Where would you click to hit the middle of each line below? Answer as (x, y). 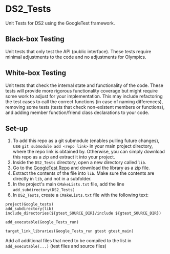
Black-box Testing (35, 39)
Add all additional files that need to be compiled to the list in (68, 241)
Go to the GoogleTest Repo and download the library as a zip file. (81, 168)
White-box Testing (36, 73)
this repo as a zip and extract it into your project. (64, 157)
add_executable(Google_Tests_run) (42, 222)
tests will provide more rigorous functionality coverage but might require (82, 90)
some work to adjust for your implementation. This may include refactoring (84, 96)
